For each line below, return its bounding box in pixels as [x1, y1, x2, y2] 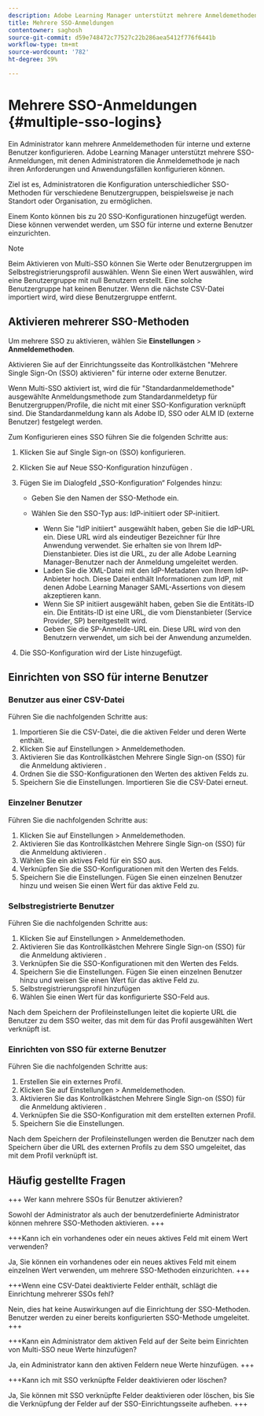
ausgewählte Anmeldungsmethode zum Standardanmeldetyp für [8, 392, 218, 401]
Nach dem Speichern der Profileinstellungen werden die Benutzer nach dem [8, 1134, 255, 1143]
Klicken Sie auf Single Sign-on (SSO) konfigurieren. [19, 447, 186, 457]
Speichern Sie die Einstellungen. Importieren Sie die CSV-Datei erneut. [19, 778, 248, 787]
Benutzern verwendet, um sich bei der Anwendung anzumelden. [42, 632, 251, 642]
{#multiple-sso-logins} [8, 113, 163, 131]
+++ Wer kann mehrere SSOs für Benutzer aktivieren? [8, 1195, 183, 1204]
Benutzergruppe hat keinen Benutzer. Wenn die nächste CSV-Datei [8, 284, 225, 293]
